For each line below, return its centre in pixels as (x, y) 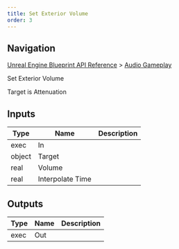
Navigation (31, 48)
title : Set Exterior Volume (48, 14)
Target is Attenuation (37, 92)
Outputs (25, 203)
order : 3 (20, 20)
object (21, 156)
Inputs (22, 114)
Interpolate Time (65, 179)
